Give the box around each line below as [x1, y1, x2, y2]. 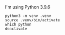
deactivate [5, 26, 27, 31]
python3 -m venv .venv [5, 14, 51, 18]
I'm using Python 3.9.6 [5, 4, 50, 10]
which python [5, 22, 32, 27]
